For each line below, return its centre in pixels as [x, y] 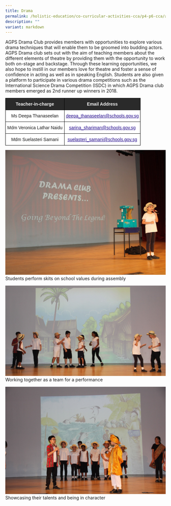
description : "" [22, 21]
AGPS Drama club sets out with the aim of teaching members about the [80, 53]
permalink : [17, 16]
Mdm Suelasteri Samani [35, 140]
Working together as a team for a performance [54, 380]
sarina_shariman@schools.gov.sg [102, 128]
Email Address [102, 104]
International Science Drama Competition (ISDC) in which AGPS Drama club [84, 86]
